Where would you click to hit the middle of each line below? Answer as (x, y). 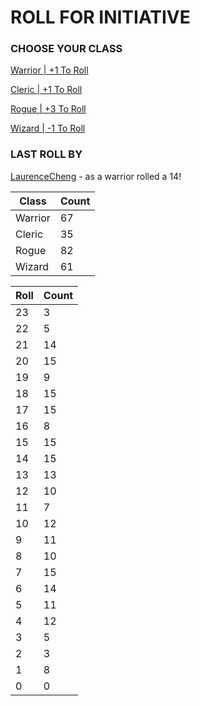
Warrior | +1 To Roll (49, 70)
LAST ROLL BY (46, 154)
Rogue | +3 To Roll (48, 109)
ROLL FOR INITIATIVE (100, 17)
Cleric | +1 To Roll (46, 90)
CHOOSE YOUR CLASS (66, 49)
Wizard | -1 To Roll (48, 128)
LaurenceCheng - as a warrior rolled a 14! (96, 176)
